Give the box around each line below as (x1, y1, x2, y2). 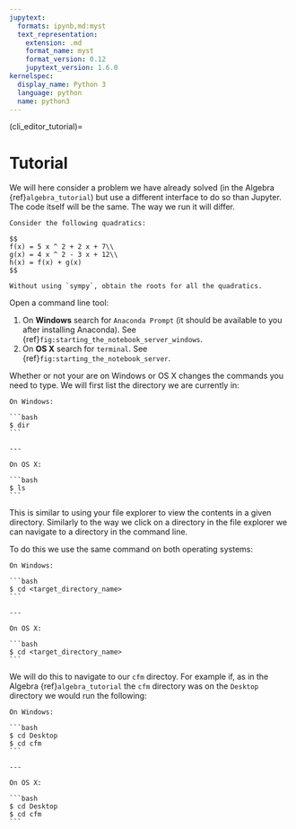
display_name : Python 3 (17, 80, 106, 89)
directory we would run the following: (9, 691, 147, 701)
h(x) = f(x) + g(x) (9, 258, 83, 268)
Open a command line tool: (9, 297, 109, 308)
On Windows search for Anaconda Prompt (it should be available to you (22, 315, 283, 326)
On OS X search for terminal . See (22, 343, 148, 355)
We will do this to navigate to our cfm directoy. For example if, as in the (9, 671, 269, 683)
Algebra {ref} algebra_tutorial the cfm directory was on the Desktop (9, 681, 259, 692)
